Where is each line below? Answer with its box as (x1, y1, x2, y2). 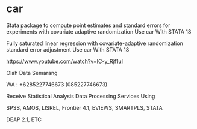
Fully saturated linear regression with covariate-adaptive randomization (6, 40, 184, 47)
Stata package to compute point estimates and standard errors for (6, 22, 170, 29)
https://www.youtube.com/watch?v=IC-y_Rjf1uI (6, 58, 124, 65)
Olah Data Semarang (6, 69, 58, 76)
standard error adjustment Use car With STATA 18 (6, 46, 130, 53)
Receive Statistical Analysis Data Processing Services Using (6, 92, 155, 100)
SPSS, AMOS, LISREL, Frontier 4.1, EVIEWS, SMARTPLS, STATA (6, 104, 163, 111)
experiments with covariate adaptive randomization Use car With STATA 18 (6, 28, 192, 35)
